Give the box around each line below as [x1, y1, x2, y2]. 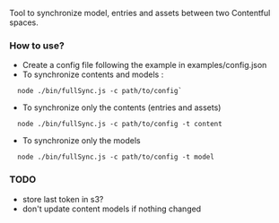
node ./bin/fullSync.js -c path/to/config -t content [17, 120, 222, 129]
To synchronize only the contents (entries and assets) [22, 102, 222, 113]
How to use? [9, 39, 65, 52]
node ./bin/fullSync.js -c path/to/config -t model [17, 152, 215, 162]
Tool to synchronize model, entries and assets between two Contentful [9, 8, 271, 18]
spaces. [9, 17, 39, 28]
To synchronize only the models [22, 135, 141, 146]
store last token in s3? [22, 193, 104, 204]
